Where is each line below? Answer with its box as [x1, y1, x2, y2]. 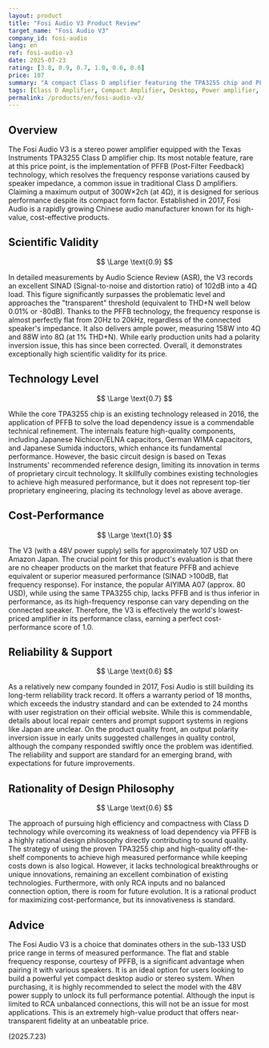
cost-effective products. [30, 213, 110, 223]
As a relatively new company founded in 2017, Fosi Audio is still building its [8, 682, 255, 692]
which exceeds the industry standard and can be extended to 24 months [8, 699, 248, 709]
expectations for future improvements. [8, 758, 135, 769]
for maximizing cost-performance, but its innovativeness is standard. [8, 895, 236, 905]
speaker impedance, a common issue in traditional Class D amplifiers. [8, 179, 239, 188]
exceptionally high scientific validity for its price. [8, 349, 168, 359]
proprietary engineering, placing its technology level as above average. [8, 485, 243, 495]
